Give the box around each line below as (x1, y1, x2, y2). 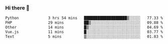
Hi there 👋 (5, 4, 30, 11)
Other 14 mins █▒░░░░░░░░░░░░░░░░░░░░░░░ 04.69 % (5, 25, 163, 30)
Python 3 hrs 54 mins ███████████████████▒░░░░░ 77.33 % (5, 16, 163, 21)
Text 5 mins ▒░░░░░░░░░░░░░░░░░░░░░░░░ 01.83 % (5, 34, 163, 39)
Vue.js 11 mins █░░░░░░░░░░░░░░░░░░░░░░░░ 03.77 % (5, 29, 163, 34)
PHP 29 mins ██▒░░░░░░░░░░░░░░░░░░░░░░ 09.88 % (5, 20, 163, 25)
